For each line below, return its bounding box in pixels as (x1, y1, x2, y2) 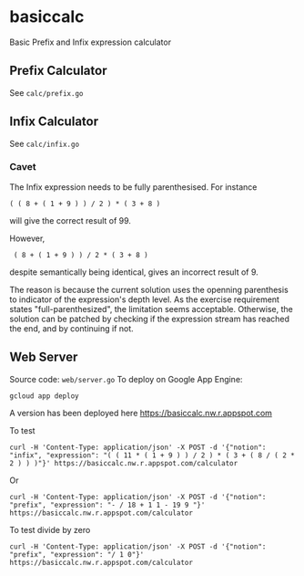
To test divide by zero (9, 524, 91, 535)
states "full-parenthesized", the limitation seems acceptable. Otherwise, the (9, 303, 293, 314)
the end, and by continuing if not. (9, 322, 134, 334)
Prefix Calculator (9, 63, 107, 79)
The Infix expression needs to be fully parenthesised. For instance (9, 181, 258, 193)
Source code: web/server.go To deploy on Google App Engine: (9, 373, 243, 384)
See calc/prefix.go (9, 87, 84, 98)
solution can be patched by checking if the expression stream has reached (9, 313, 289, 324)
